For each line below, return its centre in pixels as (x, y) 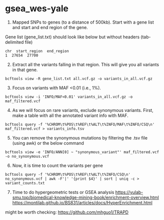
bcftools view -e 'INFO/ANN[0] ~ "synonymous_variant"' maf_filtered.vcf (82, 152)
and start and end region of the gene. (50, 27)
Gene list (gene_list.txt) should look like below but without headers (72, 37)
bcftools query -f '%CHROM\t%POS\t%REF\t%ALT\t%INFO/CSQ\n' (68, 174)
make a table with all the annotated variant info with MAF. (70, 115)
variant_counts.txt (25, 183)
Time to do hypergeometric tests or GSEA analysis (63, 192)
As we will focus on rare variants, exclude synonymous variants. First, (83, 110)
